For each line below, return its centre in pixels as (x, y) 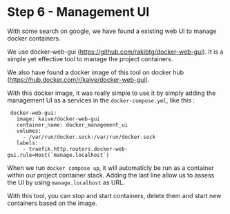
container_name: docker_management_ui (72, 125)
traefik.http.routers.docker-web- (78, 149)
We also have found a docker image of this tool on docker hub (96, 72)
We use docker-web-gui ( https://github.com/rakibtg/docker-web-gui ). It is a (115, 52)
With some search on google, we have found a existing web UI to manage (112, 31)
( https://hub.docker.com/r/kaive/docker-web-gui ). (78, 79)
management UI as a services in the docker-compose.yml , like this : (101, 100)
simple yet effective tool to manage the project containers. (90, 58)
